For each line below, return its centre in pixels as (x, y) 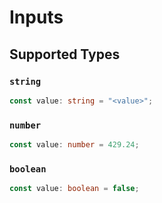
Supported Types (65, 54)
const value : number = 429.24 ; (74, 145)
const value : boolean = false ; (74, 189)
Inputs (36, 17)
